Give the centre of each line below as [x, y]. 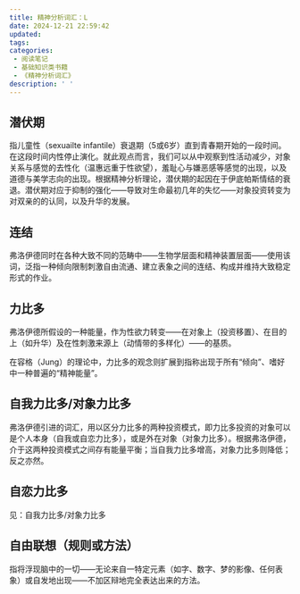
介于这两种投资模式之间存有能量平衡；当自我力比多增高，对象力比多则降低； [150, 449]
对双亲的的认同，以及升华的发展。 [72, 201]
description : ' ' [42, 84]
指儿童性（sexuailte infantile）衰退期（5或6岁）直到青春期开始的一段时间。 [148, 146]
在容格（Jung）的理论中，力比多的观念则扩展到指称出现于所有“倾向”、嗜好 [147, 362]
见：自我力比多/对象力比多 [58, 515]
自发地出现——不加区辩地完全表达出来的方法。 [119, 580]
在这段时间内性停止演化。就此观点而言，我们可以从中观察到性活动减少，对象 [150, 156]
